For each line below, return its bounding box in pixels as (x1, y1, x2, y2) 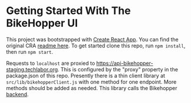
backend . (6, 91, 29, 98)
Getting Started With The (6, 4, 131, 18)
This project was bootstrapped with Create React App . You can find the (6, 36, 179, 43)
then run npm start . (6, 48, 53, 55)
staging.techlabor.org (6, 66, 58, 73)
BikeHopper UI (6, 16, 78, 30)
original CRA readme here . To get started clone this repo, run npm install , (6, 42, 186, 49)
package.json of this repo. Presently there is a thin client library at (6, 72, 166, 79)
